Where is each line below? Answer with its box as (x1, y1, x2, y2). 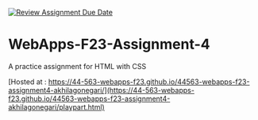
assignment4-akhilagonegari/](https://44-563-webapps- (8, 85, 194, 95)
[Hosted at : (8, 76, 47, 87)
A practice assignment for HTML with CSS (8, 61, 147, 71)
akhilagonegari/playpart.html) (8, 102, 105, 111)
